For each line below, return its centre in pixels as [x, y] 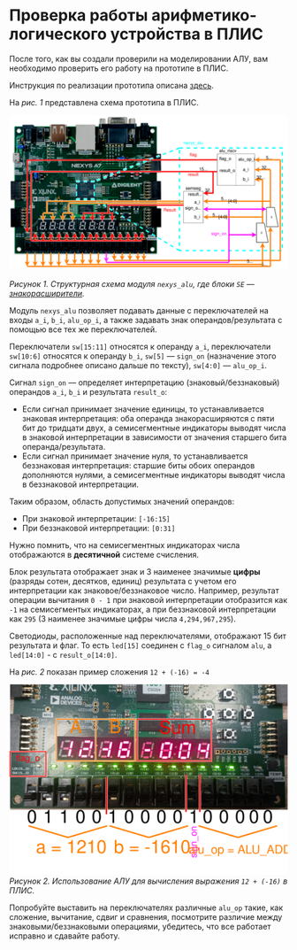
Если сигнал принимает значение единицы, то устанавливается [143, 409]
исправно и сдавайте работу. [65, 936]
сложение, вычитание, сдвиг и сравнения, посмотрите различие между [146, 917]
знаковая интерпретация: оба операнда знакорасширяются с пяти [148, 419]
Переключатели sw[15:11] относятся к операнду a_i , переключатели [140, 347]
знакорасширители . [47, 294]
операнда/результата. [64, 447]
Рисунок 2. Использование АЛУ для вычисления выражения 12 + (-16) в [148, 881]
